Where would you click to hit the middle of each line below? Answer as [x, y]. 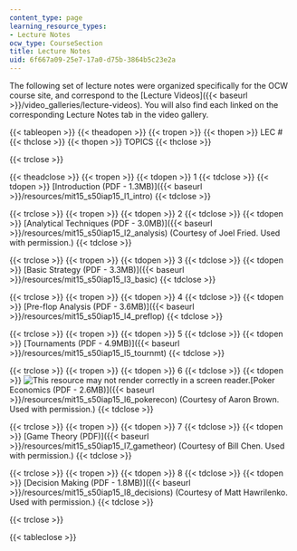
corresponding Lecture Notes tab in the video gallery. [109, 115]
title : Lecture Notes [50, 52]
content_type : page [46, 18]
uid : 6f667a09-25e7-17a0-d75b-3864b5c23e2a [93, 60]
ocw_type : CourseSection [56, 43]
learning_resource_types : [58, 26]
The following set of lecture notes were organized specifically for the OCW [148, 86]
